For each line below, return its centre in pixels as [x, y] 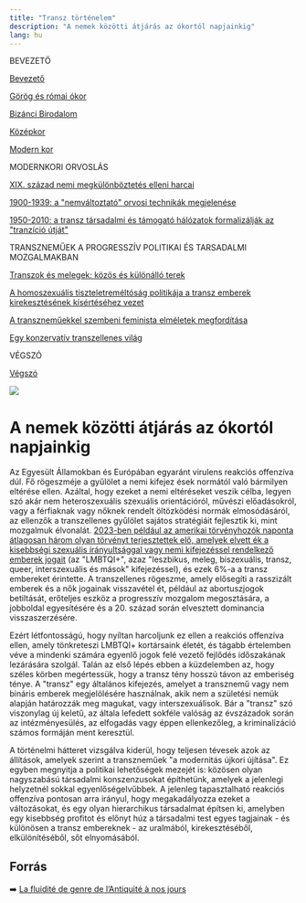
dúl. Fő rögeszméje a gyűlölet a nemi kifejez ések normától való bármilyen [149, 482]
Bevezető [27, 79]
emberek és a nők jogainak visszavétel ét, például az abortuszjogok [137, 589]
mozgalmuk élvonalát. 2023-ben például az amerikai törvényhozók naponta [152, 530]
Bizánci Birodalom [43, 114]
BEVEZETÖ [31, 61]
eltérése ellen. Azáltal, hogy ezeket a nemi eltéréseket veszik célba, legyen [151, 492]
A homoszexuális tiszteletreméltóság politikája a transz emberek [130, 292]
